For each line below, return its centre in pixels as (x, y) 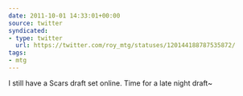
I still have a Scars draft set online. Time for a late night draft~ (111, 83)
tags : (17, 53)
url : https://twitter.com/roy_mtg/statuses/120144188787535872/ (126, 46)
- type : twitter (35, 38)
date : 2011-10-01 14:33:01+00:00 (64, 16)
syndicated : (28, 30)
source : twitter (35, 23)
